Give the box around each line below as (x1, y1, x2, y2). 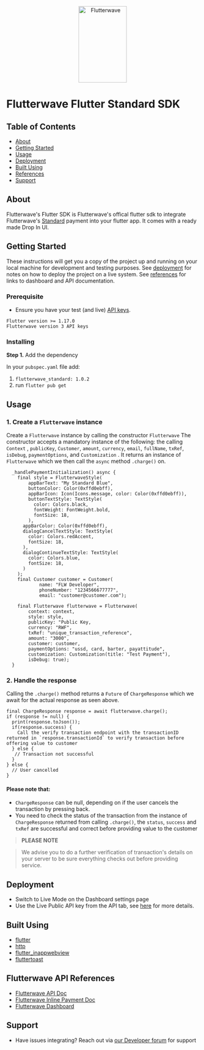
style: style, (28, 613, 64, 620)
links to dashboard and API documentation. (6, 277, 115, 284)
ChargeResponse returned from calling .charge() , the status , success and (15, 818, 197, 826)
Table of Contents (6, 121, 76, 131)
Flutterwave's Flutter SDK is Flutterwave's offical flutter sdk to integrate (6, 210, 186, 218)
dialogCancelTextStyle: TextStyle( (22, 528, 114, 534)
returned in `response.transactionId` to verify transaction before (6, 735, 184, 741)
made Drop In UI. (6, 223, 49, 231)
